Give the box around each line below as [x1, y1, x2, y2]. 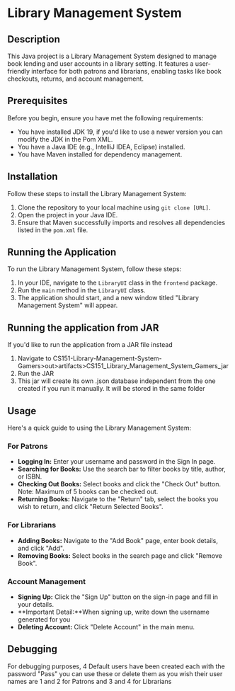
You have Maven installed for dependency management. [17, 150, 183, 159]
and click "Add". [17, 544, 65, 552]
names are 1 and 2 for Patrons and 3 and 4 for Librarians [7, 677, 172, 685]
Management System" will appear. [17, 301, 118, 309]
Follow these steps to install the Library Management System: [7, 189, 187, 198]
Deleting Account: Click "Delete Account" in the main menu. [17, 622, 195, 631]
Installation [7, 171, 58, 183]
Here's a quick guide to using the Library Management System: [7, 423, 192, 433]
